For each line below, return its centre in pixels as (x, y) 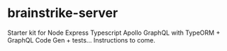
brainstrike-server (63, 13)
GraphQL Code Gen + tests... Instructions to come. (82, 40)
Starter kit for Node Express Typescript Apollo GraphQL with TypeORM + (114, 33)
